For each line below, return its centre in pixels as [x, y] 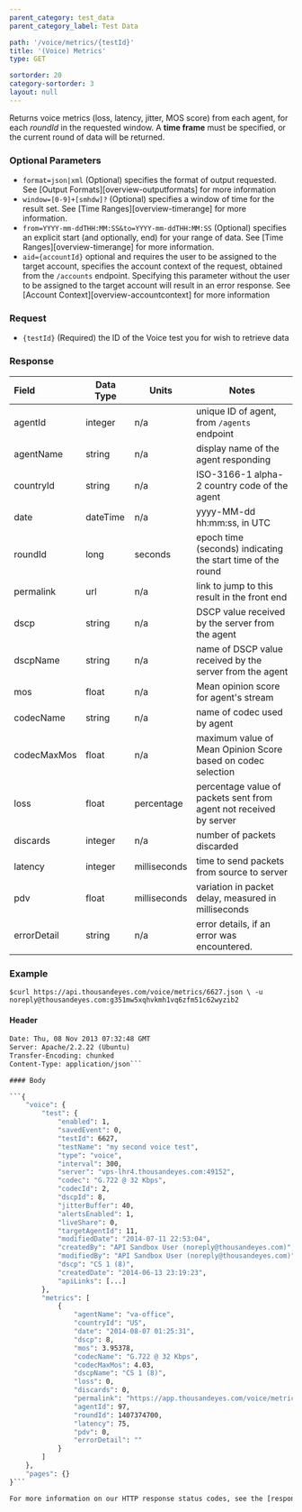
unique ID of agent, [236, 411]
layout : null [34, 92]
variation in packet [235, 886]
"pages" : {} [48, 1474]
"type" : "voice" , [90, 1155]
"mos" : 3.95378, [104, 1348]
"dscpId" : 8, [81, 1197]
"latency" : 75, [102, 1424]
